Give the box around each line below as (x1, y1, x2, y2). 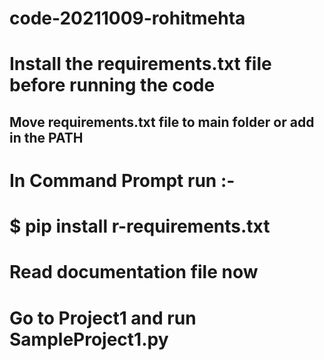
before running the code (9, 74, 216, 97)
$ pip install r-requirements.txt (9, 215, 271, 238)
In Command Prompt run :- (9, 169, 236, 192)
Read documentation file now (9, 261, 259, 284)
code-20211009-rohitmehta (9, 7, 246, 30)
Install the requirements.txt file (9, 53, 272, 76)
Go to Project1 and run (9, 307, 197, 329)
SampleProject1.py (9, 328, 169, 351)
